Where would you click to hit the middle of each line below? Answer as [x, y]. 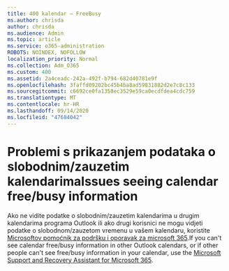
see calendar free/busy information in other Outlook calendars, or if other [113, 245]
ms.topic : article [34, 40]
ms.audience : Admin [36, 33]
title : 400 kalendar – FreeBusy [54, 14]
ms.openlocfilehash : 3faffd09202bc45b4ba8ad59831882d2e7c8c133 [101, 85]
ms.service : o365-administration [56, 46]
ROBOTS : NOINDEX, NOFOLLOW [46, 53]
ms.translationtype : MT [42, 98]
